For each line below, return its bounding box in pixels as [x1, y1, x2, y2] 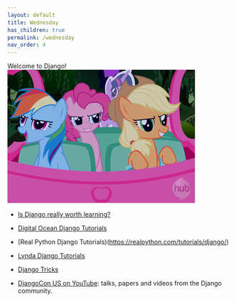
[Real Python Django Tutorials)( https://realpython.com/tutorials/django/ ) [17, 238, 230, 247]
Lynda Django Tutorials [17, 252, 85, 260]
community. [17, 286, 53, 295]
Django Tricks [17, 265, 59, 274]
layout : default [7, 11, 55, 18]
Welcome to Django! [7, 62, 67, 70]
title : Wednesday [7, 18, 59, 26]
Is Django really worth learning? [17, 210, 111, 219]
